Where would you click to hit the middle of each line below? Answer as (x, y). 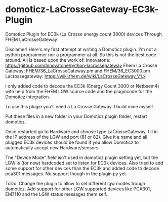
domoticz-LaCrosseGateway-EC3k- (82, 9)
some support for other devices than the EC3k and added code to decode (82, 168)
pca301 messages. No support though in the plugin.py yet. (66, 174)
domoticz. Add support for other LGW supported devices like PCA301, (78, 189)
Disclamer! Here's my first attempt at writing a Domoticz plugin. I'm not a (81, 49)
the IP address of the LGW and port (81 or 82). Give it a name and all (76, 137)
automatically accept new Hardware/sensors (52, 147)
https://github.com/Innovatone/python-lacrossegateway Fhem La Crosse (81, 65)
